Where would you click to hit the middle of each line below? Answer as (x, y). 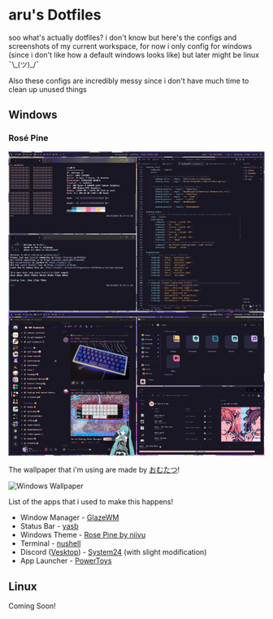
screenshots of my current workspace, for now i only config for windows (130, 46)
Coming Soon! (32, 606)
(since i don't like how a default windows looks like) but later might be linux (134, 54)
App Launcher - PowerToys (66, 561)
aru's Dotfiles (55, 15)
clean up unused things (48, 89)
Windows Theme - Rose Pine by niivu (83, 535)
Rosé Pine (28, 138)
